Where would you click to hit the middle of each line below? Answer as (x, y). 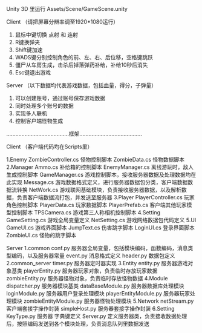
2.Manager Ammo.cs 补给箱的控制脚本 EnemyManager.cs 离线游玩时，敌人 (100, 167)
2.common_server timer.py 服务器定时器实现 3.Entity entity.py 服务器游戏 (97, 263)
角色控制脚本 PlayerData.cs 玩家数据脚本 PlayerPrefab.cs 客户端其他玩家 (97, 205)
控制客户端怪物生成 (39, 121)
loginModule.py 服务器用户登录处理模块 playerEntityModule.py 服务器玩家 (98, 293)
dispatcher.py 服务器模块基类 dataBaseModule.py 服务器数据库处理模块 (95, 286)
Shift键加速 (29, 50)
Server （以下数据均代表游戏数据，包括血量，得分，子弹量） (82, 85)
